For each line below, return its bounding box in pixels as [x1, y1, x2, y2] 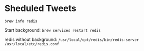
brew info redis [4, 19, 37, 24]
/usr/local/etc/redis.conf [4, 41, 59, 46]
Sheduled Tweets [4, 3, 76, 14]
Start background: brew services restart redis [4, 27, 101, 33]
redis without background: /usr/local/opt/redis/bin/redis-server [4, 37, 139, 42]
